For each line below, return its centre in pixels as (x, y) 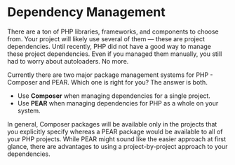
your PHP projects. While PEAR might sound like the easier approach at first (117, 139)
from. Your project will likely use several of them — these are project (106, 38)
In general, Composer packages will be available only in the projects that (112, 124)
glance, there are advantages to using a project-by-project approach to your (117, 146)
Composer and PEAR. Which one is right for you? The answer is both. (108, 82)
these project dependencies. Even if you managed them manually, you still (115, 54)
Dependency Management (87, 12)
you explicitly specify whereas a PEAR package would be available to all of (115, 131)
